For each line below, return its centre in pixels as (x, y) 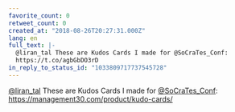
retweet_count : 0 (37, 23)
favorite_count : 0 (39, 16)
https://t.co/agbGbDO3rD (57, 61)
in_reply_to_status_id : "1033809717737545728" (88, 68)
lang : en (23, 38)
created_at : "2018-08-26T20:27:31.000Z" (77, 30)
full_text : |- (32, 46)
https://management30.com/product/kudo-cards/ (91, 99)
